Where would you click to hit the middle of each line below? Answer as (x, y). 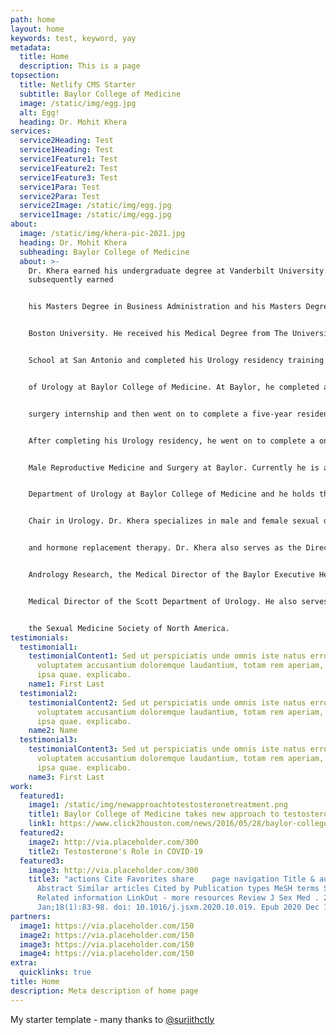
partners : (31, 916)
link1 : (42, 824)
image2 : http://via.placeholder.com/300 (113, 842)
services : (31, 131)
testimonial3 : (48, 740)
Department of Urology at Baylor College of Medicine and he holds (171, 494)
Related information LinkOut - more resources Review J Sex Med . (178, 898)
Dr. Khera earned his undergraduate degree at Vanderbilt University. (178, 271)
